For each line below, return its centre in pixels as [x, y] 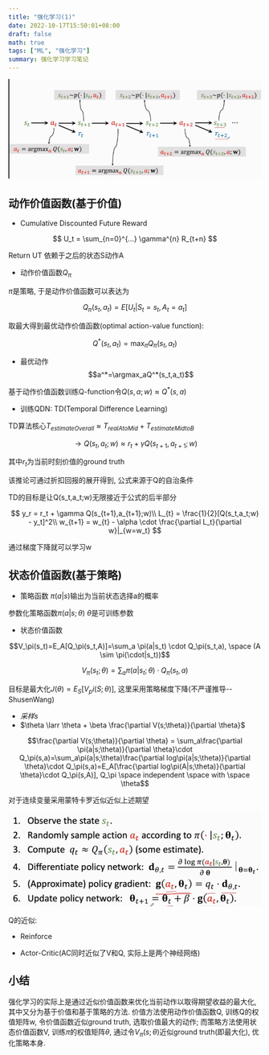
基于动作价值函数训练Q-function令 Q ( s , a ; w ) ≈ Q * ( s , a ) [98, 391]
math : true [26, 43]
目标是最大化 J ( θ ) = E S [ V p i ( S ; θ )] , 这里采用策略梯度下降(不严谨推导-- [120, 690]
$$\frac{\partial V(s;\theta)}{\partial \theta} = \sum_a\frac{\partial [135, 740]
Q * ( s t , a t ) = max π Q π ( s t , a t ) [135, 343]
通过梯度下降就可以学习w [50, 547]
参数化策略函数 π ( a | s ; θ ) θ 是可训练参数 [71, 613]
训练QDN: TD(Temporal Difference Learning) [94, 408]
